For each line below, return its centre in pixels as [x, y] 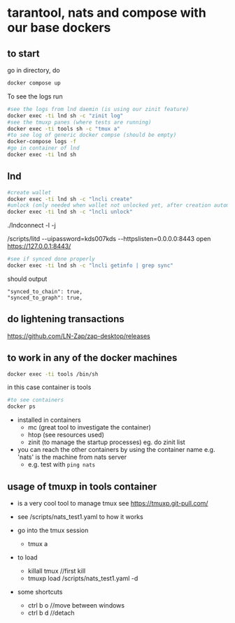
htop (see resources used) [66, 435]
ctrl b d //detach [51, 613]
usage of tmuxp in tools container [82, 486]
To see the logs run [35, 96]
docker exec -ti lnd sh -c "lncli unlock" [70, 212]
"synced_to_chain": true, [45, 291]
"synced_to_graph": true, [45, 298]
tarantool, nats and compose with [107, 13]
